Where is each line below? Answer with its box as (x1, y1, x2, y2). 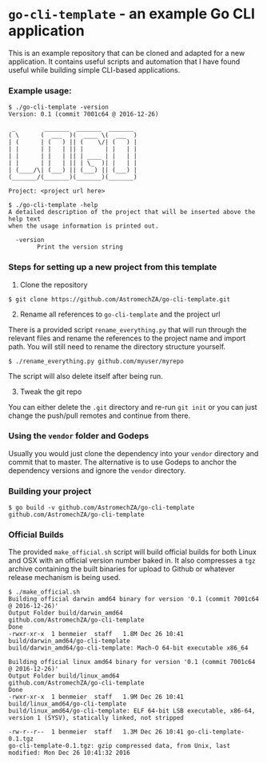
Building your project (8, 485, 92, 496)
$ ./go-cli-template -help (8, 201, 98, 209)
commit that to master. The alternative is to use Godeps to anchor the (8, 457, 237, 467)
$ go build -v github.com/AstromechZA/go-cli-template (8, 504, 195, 512)
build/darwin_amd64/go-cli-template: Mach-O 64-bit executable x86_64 (8, 644, 249, 652)
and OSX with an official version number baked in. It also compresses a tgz (8, 556, 256, 566)
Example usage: (8, 85, 72, 96)
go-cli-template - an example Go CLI (8, 5, 256, 23)
